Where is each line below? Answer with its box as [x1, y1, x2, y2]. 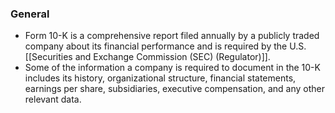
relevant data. [24, 93, 82, 106]
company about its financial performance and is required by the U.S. [24, 40, 307, 52]
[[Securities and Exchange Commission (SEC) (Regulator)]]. [24, 51, 271, 63]
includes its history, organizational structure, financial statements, [24, 72, 297, 84]
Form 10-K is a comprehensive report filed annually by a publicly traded [24, 30, 320, 42]
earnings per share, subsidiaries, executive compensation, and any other [24, 83, 325, 95]
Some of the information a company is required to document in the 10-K [24, 62, 321, 74]
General [10, 7, 50, 21]
